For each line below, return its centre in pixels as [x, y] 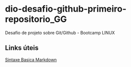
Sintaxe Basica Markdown [31, 60]
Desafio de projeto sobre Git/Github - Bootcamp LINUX [60, 33]
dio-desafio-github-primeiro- [66, 9]
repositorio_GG [36, 19]
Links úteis [22, 48]
